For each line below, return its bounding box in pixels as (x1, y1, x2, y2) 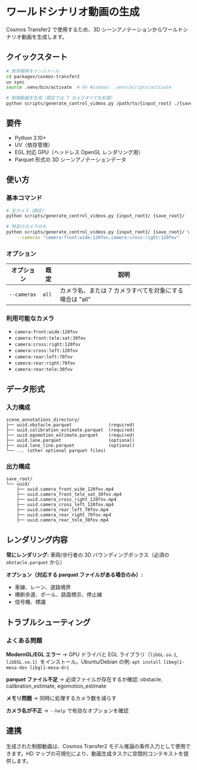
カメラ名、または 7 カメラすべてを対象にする (59, 286, 184, 294)
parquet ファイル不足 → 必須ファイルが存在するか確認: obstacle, (6, 675, 163, 682)
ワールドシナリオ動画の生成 (6, 5, 140, 19)
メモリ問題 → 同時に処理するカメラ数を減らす (6, 694, 117, 701)
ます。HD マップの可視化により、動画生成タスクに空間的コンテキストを (11, 750, 184, 757)
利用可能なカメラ (6, 314, 55, 323)
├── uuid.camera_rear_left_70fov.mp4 (16, 507, 109, 513)
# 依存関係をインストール (6, 68, 60, 74)
